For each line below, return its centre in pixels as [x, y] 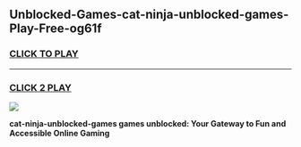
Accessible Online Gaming [60, 133]
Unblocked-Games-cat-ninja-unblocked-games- [149, 15]
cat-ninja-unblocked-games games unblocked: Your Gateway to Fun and [148, 123]
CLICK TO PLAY [44, 54]
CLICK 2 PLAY [40, 87]
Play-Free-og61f [56, 29]
